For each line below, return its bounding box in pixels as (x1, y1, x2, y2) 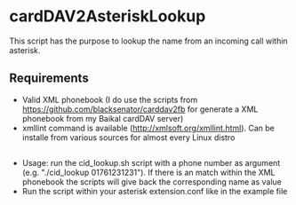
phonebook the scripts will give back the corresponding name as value (21, 177, 282, 187)
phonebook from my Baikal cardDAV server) (21, 113, 184, 123)
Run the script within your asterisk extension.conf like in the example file (21, 186, 288, 197)
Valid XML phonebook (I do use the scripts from (21, 94, 198, 105)
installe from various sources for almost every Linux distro (21, 131, 236, 143)
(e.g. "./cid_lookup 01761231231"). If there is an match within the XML (21, 167, 276, 178)
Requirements (9, 71, 89, 86)
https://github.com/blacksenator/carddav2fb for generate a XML (21, 104, 259, 114)
